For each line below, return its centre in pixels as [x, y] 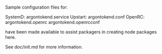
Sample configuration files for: [36, 7]
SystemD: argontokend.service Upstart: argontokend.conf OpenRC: [75, 17]
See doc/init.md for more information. [44, 47]
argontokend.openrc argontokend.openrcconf [53, 22]
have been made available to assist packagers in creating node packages [81, 32]
